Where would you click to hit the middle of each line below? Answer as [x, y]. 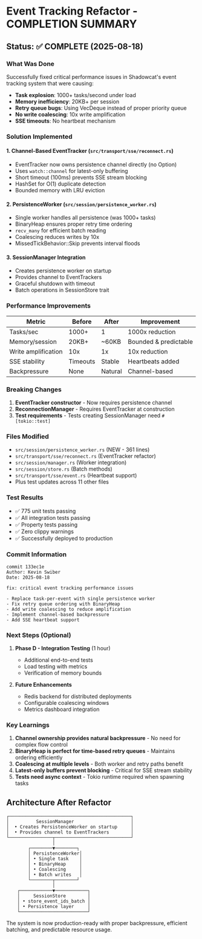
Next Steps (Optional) [39, 635]
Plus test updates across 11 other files [62, 482]
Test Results [25, 497]
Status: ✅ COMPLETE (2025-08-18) [75, 46]
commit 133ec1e [25, 567]
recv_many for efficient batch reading [60, 231]
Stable [110, 361]
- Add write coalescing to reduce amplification [69, 609]
